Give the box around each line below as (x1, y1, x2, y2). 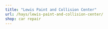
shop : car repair (5, 16, 41, 21)
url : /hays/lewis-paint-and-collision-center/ (5, 12, 104, 17)
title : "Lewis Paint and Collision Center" (5, 7, 97, 12)
